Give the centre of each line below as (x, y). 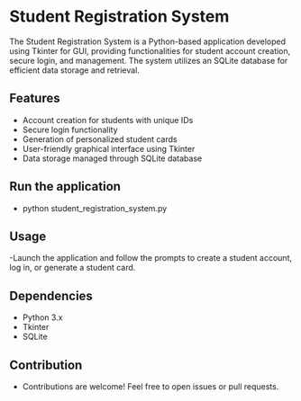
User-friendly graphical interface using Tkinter (109, 148)
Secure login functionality (70, 129)
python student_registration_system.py (95, 208)
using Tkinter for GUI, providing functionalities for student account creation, (150, 50)
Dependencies (51, 295)
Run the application (65, 187)
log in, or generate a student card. (73, 268)
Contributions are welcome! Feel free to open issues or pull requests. (150, 387)
